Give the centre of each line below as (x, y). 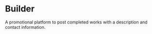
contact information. (25, 27)
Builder (20, 9)
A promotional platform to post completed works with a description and (76, 22)
